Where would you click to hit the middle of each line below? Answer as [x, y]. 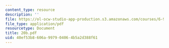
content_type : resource [30, 10]
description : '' [22, 14]
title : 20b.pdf [21, 33]
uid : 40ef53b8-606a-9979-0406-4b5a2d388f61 [52, 38]
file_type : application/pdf [35, 24]
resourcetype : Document [30, 28]
